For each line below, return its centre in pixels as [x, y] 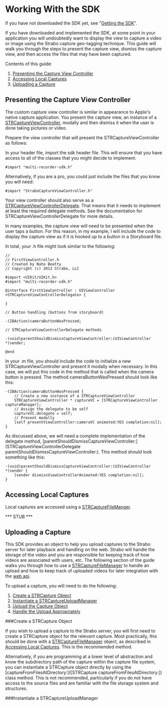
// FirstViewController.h [32, 260]
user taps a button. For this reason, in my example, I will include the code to [83, 231]
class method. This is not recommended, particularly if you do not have [78, 678]
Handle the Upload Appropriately [46, 611]
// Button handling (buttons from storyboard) [54, 312]
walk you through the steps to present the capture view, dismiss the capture [83, 49]
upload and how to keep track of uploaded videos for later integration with [82, 571]
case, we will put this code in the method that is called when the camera [79, 372]
